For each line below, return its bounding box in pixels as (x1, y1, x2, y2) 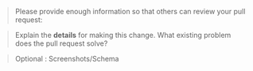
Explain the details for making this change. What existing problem (14, 31, 232, 39)
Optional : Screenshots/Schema (14, 54, 119, 63)
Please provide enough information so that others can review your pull (14, 7, 246, 16)
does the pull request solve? (14, 39, 108, 48)
